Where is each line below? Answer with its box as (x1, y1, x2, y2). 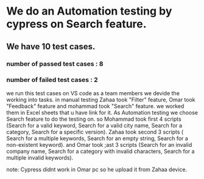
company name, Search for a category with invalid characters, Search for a (6, 147, 195, 155)
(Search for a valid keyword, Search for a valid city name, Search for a (6, 121, 183, 129)
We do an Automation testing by (6, 4, 172, 18)
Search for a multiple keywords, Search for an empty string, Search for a (6, 135, 189, 142)
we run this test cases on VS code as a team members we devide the (6, 89, 180, 96)
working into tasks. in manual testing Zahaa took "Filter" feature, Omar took (6, 96, 196, 103)
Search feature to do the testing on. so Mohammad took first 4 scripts (6, 115, 181, 123)
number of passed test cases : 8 (6, 59, 104, 68)
